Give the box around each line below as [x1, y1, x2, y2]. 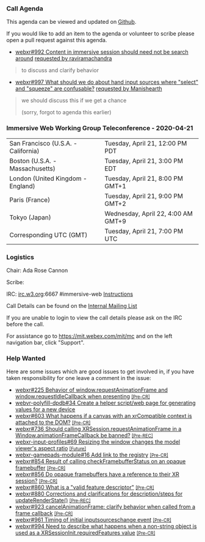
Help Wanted [6, 354, 46, 362]
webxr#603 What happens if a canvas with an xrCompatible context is [15, 412, 192, 420]
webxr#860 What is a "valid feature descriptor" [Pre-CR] [15, 484, 154, 491]
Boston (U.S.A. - [9, 156, 57, 165]
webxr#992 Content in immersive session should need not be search [15, 48, 189, 56]
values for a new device [15, 406, 76, 413]
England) [9, 181, 35, 190]
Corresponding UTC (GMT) [9, 230, 88, 239]
